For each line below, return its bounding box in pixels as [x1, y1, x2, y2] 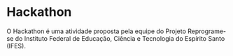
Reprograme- [187, 27, 227, 35]
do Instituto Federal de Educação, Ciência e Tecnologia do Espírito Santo [15, 34, 225, 42]
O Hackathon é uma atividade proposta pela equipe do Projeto [6, 27, 187, 35]
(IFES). [6, 41, 26, 50]
